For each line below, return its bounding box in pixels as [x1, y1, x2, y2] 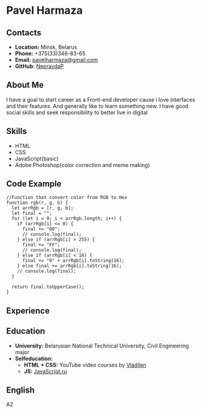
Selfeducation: [14, 355, 53, 362]
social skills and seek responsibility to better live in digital [6, 109, 148, 116]
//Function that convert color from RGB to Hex [6, 195, 128, 201]
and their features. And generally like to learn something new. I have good [6, 102, 189, 109]
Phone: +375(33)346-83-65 [14, 50, 86, 57]
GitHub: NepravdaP [14, 63, 64, 70]
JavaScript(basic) [14, 154, 59, 162]
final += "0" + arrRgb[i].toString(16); [22, 258, 125, 264]
